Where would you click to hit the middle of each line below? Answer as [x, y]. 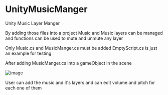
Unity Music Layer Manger [33, 23]
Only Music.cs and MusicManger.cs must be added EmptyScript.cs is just [81, 48]
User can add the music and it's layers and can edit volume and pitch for [80, 82]
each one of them [23, 88]
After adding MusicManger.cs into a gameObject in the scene [68, 63]
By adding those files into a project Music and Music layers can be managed [84, 33]
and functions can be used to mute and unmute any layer [64, 38]
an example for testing [28, 53]
